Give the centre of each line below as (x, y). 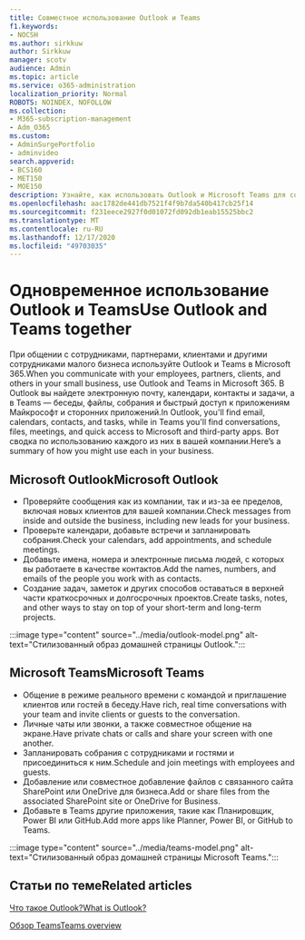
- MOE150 (26, 187)
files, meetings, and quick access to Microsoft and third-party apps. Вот (144, 431)
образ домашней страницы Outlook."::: (171, 644)
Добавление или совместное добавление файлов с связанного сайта (157, 781)
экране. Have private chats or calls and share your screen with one (148, 733)
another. (38, 743)
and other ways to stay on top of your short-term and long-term (142, 608)
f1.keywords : (34, 26)
